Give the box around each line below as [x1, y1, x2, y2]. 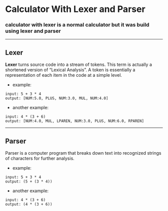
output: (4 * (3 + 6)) [5, 202, 52, 207]
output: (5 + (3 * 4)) [5, 179, 52, 184]
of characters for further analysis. [5, 156, 75, 162]
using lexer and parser [5, 27, 61, 34]
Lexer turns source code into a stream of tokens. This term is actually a [5, 61, 152, 68]
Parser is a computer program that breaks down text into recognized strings [5, 150, 161, 156]
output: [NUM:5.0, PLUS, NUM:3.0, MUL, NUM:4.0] [5, 96, 108, 101]
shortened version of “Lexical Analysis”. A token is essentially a [5, 67, 135, 73]
